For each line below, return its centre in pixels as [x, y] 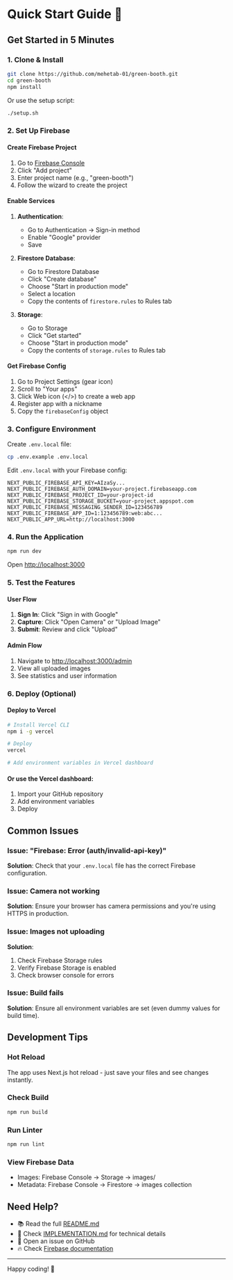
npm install [24, 87]
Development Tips [48, 1038]
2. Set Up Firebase [39, 131]
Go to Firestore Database [63, 271]
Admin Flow [25, 645]
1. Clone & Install [35, 60]
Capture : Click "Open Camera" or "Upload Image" [89, 622]
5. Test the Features [41, 583]
